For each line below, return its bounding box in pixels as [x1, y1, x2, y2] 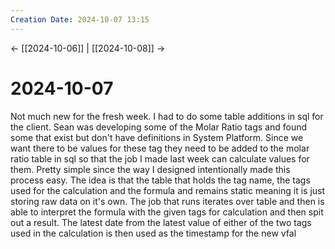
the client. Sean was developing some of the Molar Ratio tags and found [10, 121, 308, 133]
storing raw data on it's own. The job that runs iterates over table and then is [10, 195, 325, 207]
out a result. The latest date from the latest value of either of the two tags [10, 216, 312, 228]
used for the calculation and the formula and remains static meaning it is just [10, 184, 326, 196]
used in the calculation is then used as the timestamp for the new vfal [10, 227, 297, 239]
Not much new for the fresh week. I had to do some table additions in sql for [10, 110, 324, 122]
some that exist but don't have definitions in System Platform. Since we [10, 131, 304, 143]
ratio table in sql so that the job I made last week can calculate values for [10, 152, 310, 165]
